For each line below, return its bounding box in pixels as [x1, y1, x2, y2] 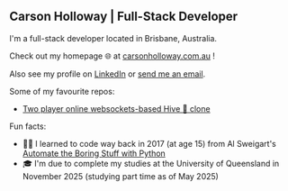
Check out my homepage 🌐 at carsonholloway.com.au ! [9, 50, 216, 61]
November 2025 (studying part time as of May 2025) [22, 170, 219, 181]
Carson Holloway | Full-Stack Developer [9, 9, 238, 24]
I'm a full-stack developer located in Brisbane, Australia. [9, 32, 218, 43]
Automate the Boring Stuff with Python [22, 148, 166, 159]
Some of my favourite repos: [9, 86, 115, 96]
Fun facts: [9, 121, 47, 132]
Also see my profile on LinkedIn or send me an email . [9, 68, 206, 79]
